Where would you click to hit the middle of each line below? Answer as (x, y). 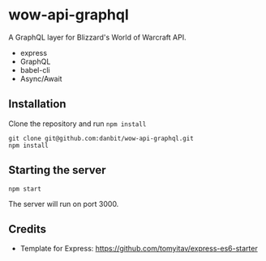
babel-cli (35, 69)
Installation (37, 104)
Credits (28, 229)
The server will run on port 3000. (64, 204)
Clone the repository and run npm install (77, 124)
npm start (25, 189)
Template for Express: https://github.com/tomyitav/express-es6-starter (139, 249)
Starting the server (58, 170)
